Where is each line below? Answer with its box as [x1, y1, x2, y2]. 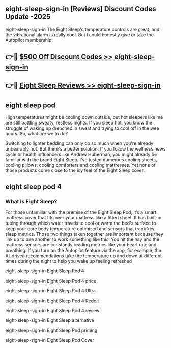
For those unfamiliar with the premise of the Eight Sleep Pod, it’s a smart [5, 209, 157, 215]
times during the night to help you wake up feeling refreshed [5, 258, 132, 264]
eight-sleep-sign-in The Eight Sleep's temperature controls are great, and [5, 26, 160, 32]
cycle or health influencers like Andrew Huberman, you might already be [5, 151, 157, 158]
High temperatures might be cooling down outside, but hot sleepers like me [5, 114, 163, 120]
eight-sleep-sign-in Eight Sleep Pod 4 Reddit [5, 297, 99, 304]
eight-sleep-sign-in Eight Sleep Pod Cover [5, 337, 94, 343]
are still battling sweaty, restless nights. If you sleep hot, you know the [5, 120, 153, 126]
